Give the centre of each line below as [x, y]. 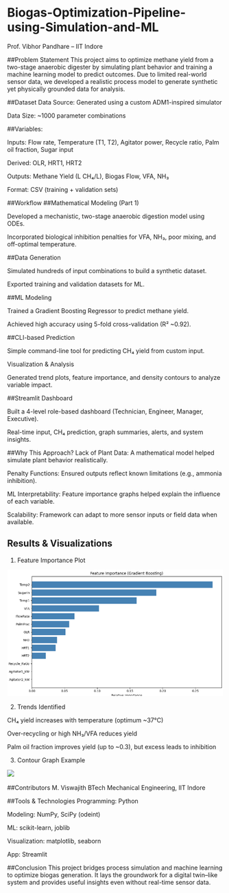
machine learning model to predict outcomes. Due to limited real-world [107, 74]
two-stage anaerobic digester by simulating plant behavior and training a [110, 67]
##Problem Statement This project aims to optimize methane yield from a [110, 59]
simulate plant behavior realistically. [58, 460]
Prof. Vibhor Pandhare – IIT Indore [55, 46]
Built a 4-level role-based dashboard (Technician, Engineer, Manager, [105, 411]
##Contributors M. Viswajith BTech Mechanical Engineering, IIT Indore [106, 788]
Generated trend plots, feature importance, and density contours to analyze [114, 377]
